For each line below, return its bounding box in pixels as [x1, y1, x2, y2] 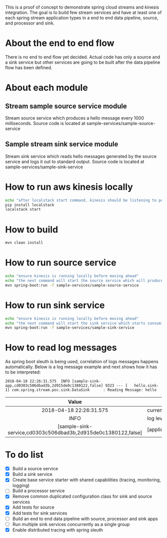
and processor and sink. [5, 20, 55, 26]
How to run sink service [5, 299, 105, 311]
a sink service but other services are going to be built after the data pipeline [5, 59, 161, 65]
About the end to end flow [5, 37, 114, 49]
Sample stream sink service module [5, 140, 118, 148]
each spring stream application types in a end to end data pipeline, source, [5, 15, 159, 20]
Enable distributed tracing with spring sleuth [12, 527, 103, 533]
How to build [5, 224, 58, 235]
